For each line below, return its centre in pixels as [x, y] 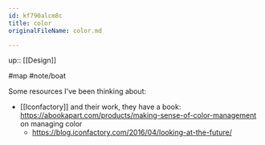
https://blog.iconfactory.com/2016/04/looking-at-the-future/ [132, 132]
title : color [30, 23]
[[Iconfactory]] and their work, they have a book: [100, 107]
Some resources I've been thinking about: [77, 91]
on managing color [51, 124]
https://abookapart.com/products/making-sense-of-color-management [138, 115]
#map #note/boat [37, 76]
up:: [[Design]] [33, 60]
